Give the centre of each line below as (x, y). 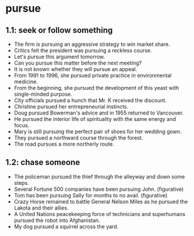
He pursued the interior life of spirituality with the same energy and (95, 119)
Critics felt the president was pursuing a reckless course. (83, 50)
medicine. (26, 82)
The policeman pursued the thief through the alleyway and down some (99, 176)
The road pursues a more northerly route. (64, 144)
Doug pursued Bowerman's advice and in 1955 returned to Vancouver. (99, 113)
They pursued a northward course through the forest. (79, 138)
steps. (21, 183)
